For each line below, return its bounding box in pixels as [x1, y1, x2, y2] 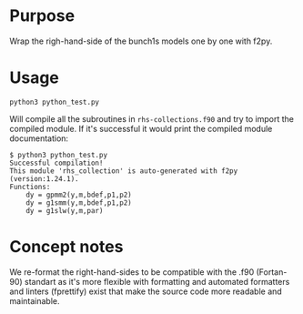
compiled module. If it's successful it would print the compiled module [9, 123, 273, 134]
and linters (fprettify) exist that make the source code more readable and [9, 286, 282, 297]
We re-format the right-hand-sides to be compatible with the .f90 [9, 266, 255, 278]
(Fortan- [256, 266, 288, 278]
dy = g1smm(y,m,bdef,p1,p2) [25, 198, 132, 208]
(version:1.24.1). [9, 174, 79, 183]
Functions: [9, 182, 51, 191]
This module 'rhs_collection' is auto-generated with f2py [9, 166, 238, 176]
